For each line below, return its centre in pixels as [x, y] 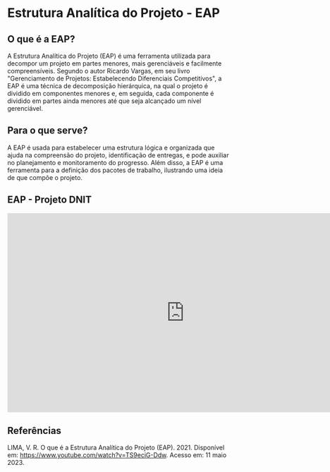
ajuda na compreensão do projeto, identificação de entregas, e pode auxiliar [118, 155]
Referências [35, 431]
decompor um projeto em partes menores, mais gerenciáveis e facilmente [115, 63]
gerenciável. [25, 108]
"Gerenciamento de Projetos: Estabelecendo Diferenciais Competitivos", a [115, 78]
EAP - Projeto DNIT [49, 200]
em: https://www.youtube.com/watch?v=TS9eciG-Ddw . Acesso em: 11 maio [117, 455]
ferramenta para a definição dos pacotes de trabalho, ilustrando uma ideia [115, 170]
